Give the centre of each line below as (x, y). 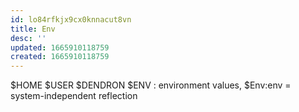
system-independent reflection (74, 96)
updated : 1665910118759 (60, 47)
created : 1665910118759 (60, 57)
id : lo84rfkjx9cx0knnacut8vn (71, 19)
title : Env (33, 29)
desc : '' (28, 38)
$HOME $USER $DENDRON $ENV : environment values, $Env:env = (151, 85)
